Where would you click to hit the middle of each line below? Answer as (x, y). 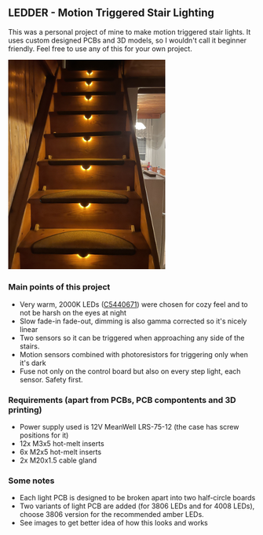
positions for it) (44, 435)
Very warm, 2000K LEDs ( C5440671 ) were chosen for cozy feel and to (134, 304)
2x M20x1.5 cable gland (58, 460)
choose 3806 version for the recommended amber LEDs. (111, 515)
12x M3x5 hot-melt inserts (62, 444)
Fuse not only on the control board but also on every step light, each (130, 371)
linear (29, 329)
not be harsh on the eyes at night (73, 312)
